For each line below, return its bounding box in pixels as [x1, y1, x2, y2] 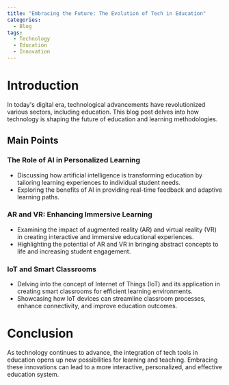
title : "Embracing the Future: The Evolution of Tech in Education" [7, 10, 206, 17]
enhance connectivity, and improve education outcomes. [16, 302, 178, 310]
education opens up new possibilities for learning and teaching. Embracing [7, 356, 218, 364]
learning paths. [16, 192, 60, 201]
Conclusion [7, 326, 74, 341]
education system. [7, 371, 59, 379]
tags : [7, 29, 23, 36]
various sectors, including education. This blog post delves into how [7, 108, 200, 116]
